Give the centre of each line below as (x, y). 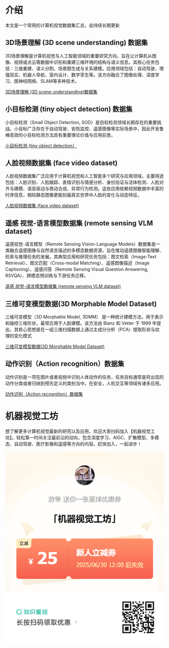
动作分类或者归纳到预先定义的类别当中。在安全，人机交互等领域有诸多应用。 (84, 383)
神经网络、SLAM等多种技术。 (49, 81)
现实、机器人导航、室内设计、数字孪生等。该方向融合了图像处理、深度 (82, 75)
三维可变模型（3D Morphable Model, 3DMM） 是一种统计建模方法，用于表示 (84, 317)
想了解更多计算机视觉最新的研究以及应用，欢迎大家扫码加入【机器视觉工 (80, 431)
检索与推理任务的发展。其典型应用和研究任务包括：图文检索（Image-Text (81, 257)
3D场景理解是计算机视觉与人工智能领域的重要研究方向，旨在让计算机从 (79, 55)
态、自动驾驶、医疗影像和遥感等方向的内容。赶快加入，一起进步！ (73, 444)
